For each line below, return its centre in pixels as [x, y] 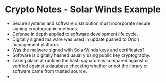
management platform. [36, 44]
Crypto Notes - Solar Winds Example [83, 9]
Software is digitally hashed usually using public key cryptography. [81, 55]
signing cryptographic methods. [45, 28]
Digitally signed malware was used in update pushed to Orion [75, 39]
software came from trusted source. [49, 71]
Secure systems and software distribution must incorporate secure [81, 23]
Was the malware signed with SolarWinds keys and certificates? [78, 50]
